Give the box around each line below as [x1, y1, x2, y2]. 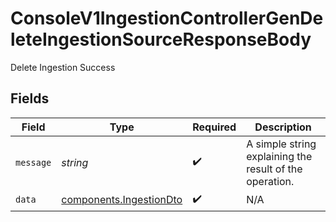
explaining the [246, 149, 313, 163]
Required [192, 120, 237, 134]
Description [254, 120, 312, 134]
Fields [10, 90, 50, 107]
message [15, 157, 52, 168]
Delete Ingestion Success [10, 61, 116, 73]
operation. [246, 174, 295, 188]
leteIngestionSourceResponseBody [10, 28, 312, 51]
